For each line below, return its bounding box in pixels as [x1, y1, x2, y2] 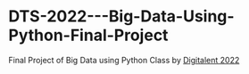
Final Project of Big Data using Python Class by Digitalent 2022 [8, 54, 240, 65]
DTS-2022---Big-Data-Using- [8, 6, 235, 27]
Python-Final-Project [8, 25, 169, 45]
